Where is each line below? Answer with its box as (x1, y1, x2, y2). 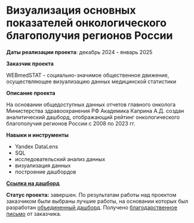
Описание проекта (6, 89, 56, 96)
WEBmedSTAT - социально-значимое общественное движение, (6, 71, 170, 78)
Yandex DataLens (14, 143, 58, 150)
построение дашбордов (14, 168, 76, 175)
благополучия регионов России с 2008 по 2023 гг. (6, 120, 136, 127)
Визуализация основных (6, 4, 136, 17)
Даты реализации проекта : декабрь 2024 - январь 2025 (6, 48, 153, 55)
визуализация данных (14, 162, 71, 169)
